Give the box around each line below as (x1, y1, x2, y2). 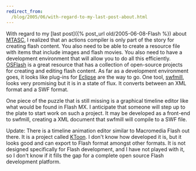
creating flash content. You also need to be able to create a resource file (6, 42, 180, 50)
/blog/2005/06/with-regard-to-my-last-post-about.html (11, 14, 148, 20)
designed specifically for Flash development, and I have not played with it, (6, 145, 185, 152)
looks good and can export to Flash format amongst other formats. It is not (6, 139, 186, 146)
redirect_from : (6, 8, 43, 15)
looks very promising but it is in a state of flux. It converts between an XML (6, 79, 187, 86)
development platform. (6, 158, 61, 165)
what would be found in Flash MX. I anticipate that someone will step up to (6, 103, 185, 110)
